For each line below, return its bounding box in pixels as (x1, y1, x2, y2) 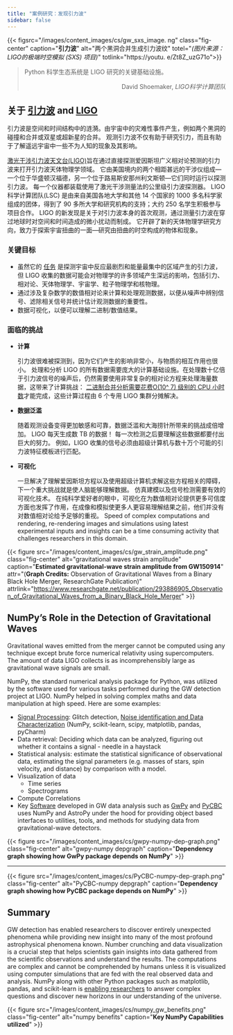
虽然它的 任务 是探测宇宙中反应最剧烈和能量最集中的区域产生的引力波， (17, 262, 222, 271)
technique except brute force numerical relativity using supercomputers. (7, 648, 214, 657)
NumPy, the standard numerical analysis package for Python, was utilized (7, 677, 218, 685)
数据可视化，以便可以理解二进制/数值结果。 (17, 305, 141, 314)
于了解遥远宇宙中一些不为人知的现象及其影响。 (7, 142, 141, 150)
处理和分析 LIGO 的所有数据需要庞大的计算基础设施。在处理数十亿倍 (31, 365, 225, 374)
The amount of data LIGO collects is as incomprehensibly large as (7, 656, 196, 664)
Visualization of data (17, 771, 76, 780)
